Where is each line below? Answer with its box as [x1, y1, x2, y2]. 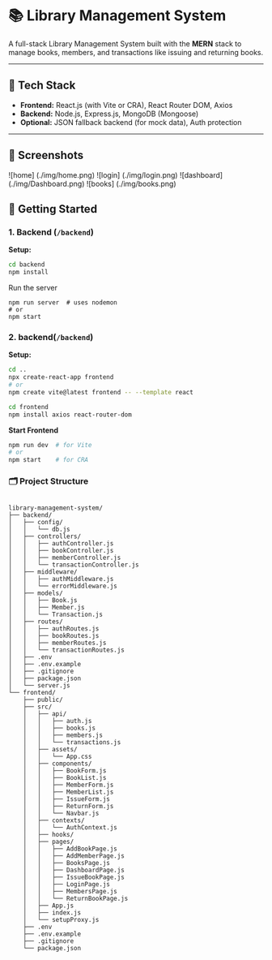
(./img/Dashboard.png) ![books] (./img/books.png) [8, 179, 176, 188]
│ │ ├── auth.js [23, 717, 92, 725]
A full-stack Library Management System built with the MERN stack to [8, 38, 242, 49]
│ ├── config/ [8, 519, 63, 527]
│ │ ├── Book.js [8, 596, 79, 605]
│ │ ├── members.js [23, 731, 104, 739]
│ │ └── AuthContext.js [23, 824, 117, 832]
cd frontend [8, 403, 49, 411]
